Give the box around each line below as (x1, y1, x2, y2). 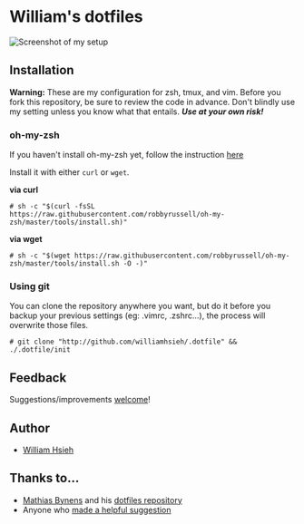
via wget (9, 234, 43, 245)
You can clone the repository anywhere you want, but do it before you (9, 301, 271, 312)
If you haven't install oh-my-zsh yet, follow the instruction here (9, 150, 244, 160)
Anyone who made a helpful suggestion (22, 504, 172, 515)
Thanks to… (9, 471, 80, 486)
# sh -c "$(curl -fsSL (9, 202, 95, 211)
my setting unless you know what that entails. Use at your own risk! (9, 106, 264, 117)
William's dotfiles (9, 6, 143, 27)
